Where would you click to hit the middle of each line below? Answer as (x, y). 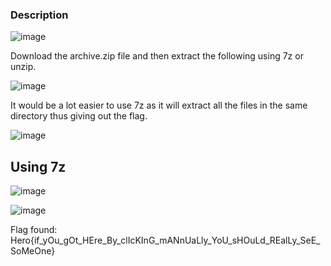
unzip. (23, 67)
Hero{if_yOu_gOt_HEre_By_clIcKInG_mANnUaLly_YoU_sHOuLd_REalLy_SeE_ (165, 240)
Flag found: (34, 230)
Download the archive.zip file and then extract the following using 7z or (157, 56)
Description (39, 15)
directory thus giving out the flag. (79, 116)
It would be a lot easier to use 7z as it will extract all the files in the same (159, 105)
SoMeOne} (33, 251)
